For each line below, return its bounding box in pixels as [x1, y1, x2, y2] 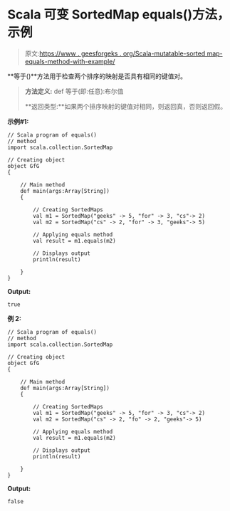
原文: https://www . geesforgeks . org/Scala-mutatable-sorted [24, 49, 206, 58]
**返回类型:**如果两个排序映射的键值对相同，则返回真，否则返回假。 [24, 102, 226, 110]
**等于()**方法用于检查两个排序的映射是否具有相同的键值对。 [7, 72, 187, 80]
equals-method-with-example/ [24, 57, 115, 65]
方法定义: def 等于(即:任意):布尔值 [24, 87, 124, 95]
